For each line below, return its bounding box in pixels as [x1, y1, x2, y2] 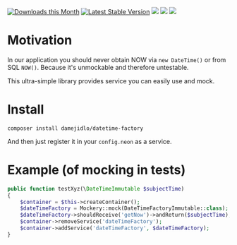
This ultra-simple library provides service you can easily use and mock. [7, 76, 215, 85]
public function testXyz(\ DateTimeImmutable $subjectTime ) [7, 185, 185, 192]
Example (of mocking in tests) [7, 162, 186, 178]
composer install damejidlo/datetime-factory [7, 124, 143, 132]
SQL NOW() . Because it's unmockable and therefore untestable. [7, 63, 189, 71]
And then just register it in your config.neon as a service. [7, 137, 172, 145]
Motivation [7, 32, 73, 49]
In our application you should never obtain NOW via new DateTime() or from [7, 55, 226, 64]
